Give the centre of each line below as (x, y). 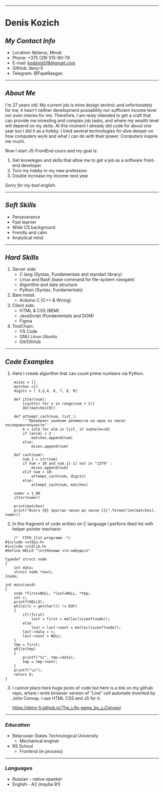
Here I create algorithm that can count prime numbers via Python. (78, 373)
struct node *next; (34, 572)
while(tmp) (25, 649)
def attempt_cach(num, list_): (46, 417)
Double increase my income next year (50, 176)
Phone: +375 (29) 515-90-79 (41, 58)
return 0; (24, 675)
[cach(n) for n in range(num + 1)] (59, 404)
